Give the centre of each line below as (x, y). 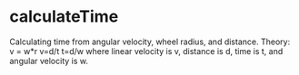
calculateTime (64, 17)
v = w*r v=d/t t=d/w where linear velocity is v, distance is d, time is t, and (146, 51)
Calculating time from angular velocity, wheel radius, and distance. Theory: (150, 42)
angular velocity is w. (49, 61)
